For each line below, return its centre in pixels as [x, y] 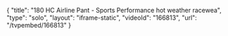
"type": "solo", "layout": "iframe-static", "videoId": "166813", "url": [102, 18]
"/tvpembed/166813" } [39, 25]
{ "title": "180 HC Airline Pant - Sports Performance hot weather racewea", [114, 10]
